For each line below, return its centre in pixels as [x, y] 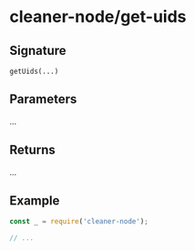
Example [35, 201]
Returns [33, 150]
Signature [38, 51]
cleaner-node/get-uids [98, 17]
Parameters [43, 99]
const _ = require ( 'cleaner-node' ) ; [79, 222]
